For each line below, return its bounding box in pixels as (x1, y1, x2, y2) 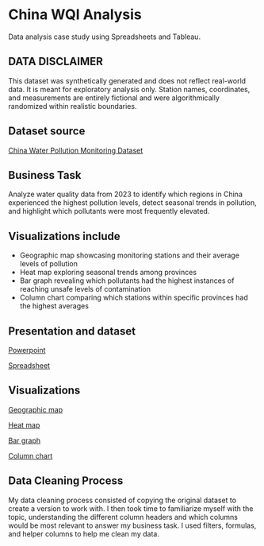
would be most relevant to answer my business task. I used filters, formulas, (8, 521, 257, 530)
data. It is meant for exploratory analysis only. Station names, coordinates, (8, 84, 251, 94)
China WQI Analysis (8, 6, 142, 24)
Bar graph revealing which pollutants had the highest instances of (19, 276, 235, 285)
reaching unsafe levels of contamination (19, 285, 151, 294)
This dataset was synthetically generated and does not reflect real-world (8, 76, 247, 85)
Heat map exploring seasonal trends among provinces (19, 268, 197, 277)
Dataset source (8, 125, 86, 138)
